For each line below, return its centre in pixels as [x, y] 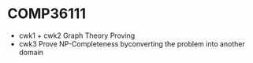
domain [31, 52]
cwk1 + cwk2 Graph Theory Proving [77, 35]
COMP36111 [47, 14]
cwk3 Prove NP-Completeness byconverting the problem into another [132, 43]
